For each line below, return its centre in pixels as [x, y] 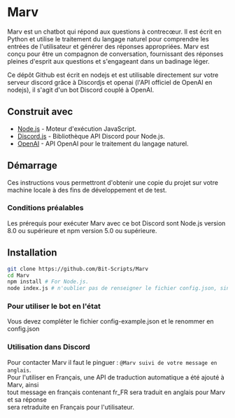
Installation [32, 253]
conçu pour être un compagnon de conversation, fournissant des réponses [115, 54]
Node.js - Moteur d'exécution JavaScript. [77, 128]
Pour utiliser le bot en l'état [54, 307]
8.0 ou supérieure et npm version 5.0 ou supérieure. [82, 230]
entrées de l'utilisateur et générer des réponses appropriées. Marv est [108, 46]
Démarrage [32, 166]
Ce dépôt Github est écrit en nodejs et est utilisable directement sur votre [113, 75]
